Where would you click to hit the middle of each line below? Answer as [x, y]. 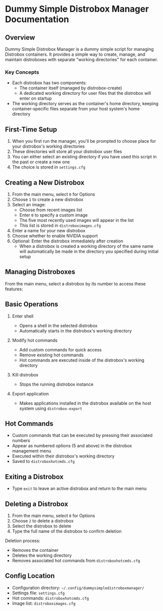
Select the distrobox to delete [42, 526]
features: [14, 289]
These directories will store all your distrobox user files [67, 152]
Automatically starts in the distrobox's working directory [76, 330]
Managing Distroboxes [40, 272]
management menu [31, 451]
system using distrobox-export [51, 408]
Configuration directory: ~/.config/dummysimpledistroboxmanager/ [78, 588]
